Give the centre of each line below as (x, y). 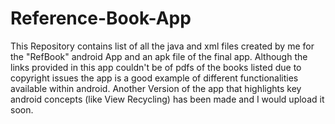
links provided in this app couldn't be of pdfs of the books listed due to (156, 67)
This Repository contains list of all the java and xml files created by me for (162, 46)
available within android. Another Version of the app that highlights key (156, 88)
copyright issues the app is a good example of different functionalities (154, 78)
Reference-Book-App (101, 18)
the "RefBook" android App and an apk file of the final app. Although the (159, 56)
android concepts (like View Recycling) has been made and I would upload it (167, 99)
